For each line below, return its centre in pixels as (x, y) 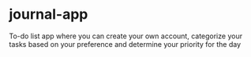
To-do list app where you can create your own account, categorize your (126, 36)
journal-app (49, 14)
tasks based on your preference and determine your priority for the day (125, 44)
